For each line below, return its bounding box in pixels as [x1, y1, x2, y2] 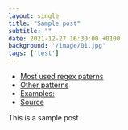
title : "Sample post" [8, 19, 81, 27]
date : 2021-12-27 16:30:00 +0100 [8, 34, 121, 43]
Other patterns [19, 80, 69, 90]
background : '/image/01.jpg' [8, 42, 106, 50]
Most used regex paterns [19, 72, 104, 81]
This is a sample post [8, 113, 79, 122]
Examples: [19, 89, 55, 98]
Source [19, 98, 44, 107]
